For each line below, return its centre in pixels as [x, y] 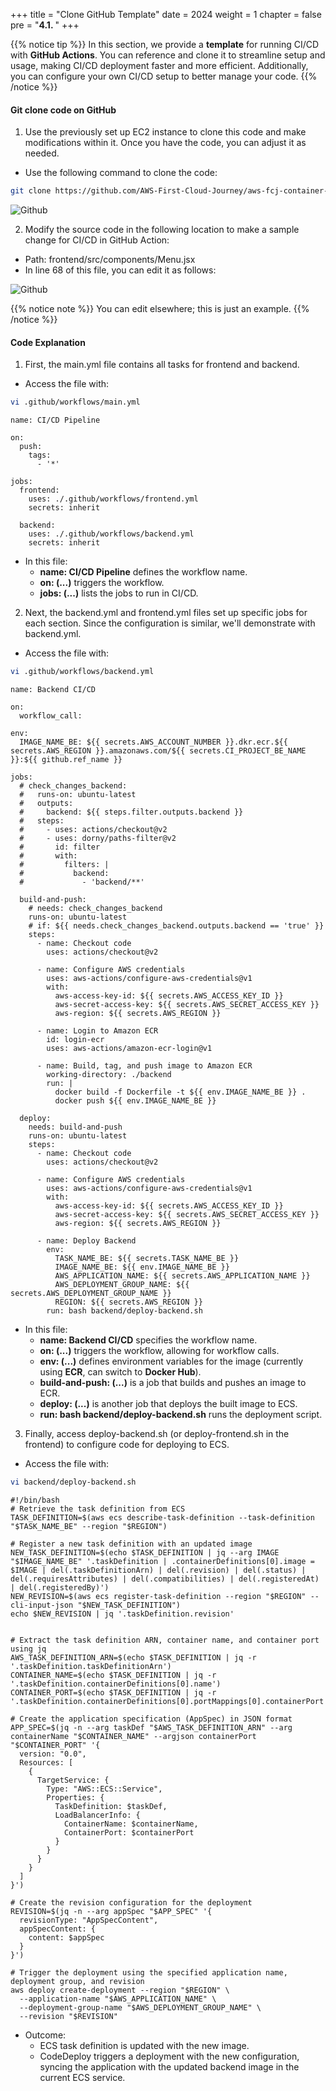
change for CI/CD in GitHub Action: [97, 240]
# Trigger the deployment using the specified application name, [149, 1972]
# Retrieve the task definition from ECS [98, 1509]
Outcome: [45, 2035]
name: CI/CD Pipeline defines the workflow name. [143, 572]
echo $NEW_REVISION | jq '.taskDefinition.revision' [122, 1614]
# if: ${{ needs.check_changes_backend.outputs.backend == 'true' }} [176, 926]
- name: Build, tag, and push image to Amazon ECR [144, 1066]
